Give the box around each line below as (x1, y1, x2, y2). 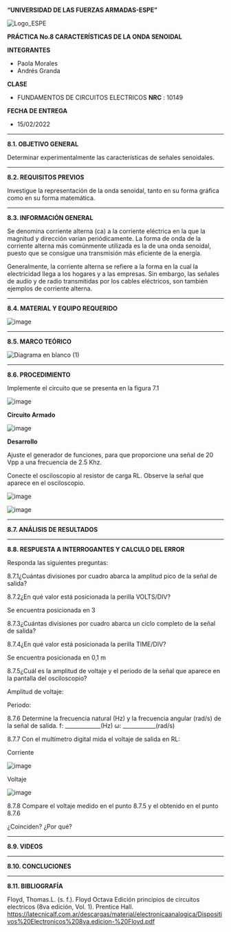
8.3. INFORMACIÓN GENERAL (7, 214, 93, 221)
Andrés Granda (16, 67, 60, 75)
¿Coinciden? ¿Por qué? (7, 822, 72, 831)
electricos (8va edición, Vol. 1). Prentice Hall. (7, 903, 134, 911)
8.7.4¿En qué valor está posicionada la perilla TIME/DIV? (7, 640, 166, 648)
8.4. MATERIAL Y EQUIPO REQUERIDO (7, 304, 118, 313)
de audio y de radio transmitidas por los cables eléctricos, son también (7, 277, 208, 285)
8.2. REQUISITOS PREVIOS (7, 173, 85, 181)
